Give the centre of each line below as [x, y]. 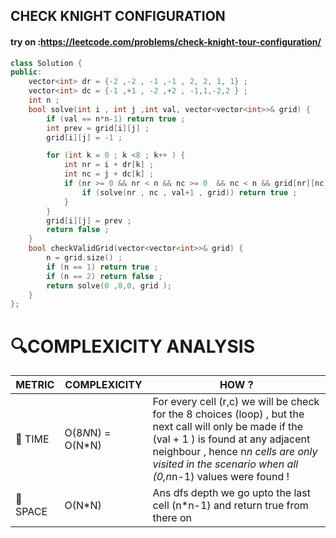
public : [26, 72]
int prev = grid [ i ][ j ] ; [98, 128]
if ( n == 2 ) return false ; [104, 276]
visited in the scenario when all [225, 464]
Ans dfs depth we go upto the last [231, 493]
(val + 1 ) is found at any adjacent [231, 439]
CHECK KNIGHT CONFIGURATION [118, 16]
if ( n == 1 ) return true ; [102, 267]
